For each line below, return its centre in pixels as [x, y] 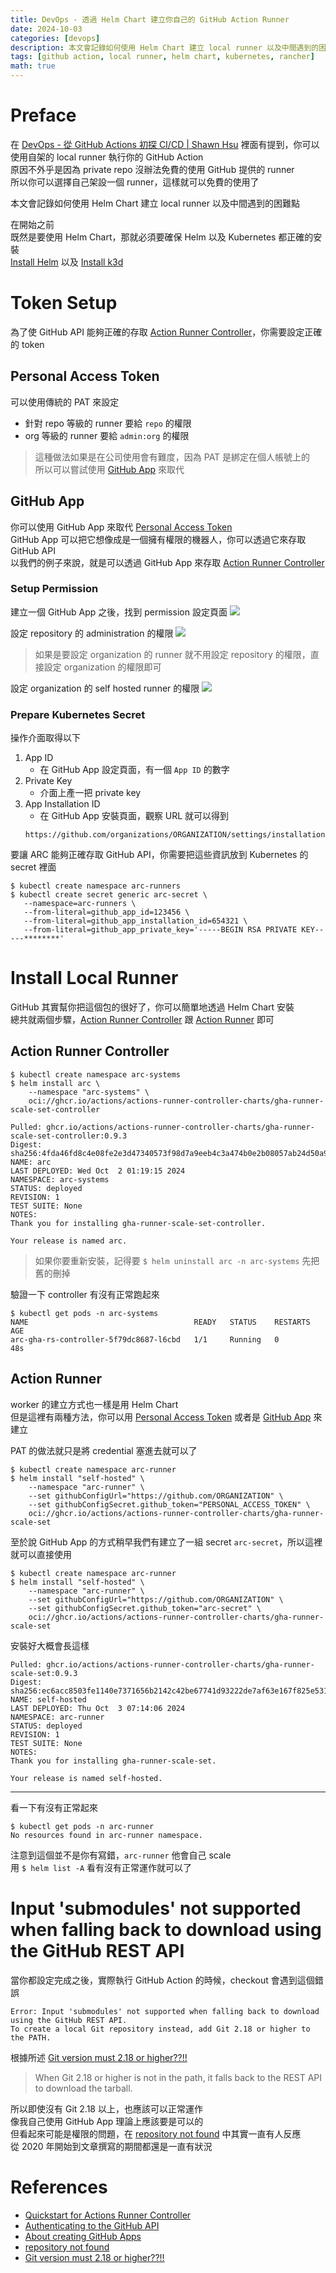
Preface [43, 115]
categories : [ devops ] [55, 38]
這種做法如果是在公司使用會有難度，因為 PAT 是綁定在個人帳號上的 [172, 457]
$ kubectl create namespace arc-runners [96, 886]
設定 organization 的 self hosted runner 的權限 [105, 688]
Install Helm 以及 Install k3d [67, 262]
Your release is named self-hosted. [86, 1778]
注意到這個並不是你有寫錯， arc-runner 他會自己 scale [121, 1855]
